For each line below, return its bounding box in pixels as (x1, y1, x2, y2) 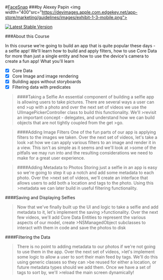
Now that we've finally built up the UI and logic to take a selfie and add (17, 204, 159, 210)
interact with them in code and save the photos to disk (17, 225, 126, 231)
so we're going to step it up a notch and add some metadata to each (17, 170, 154, 176)
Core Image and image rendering (12, 73, 79, 79)
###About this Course (5, 34, 50, 39)
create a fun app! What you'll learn (5, 58, 74, 64)
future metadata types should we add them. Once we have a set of (17, 264, 151, 270)
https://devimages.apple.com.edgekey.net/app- (41, 9, 138, 15)
